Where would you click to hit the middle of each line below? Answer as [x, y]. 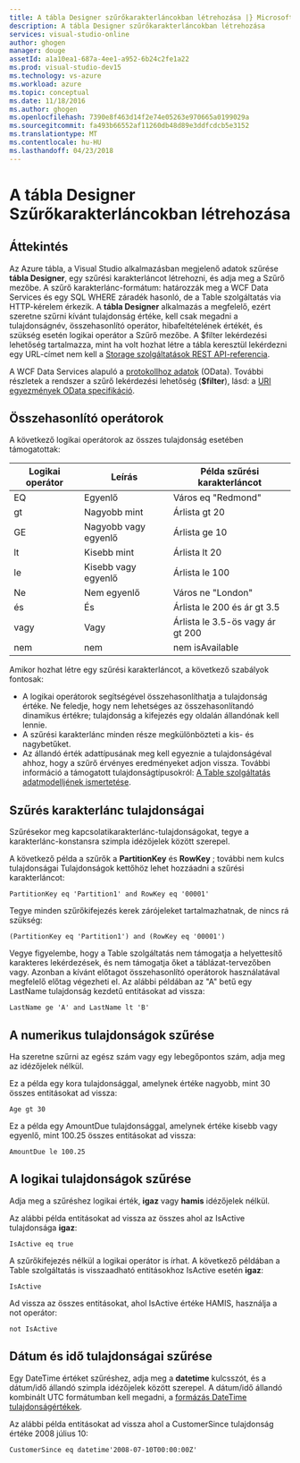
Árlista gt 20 [199, 513]
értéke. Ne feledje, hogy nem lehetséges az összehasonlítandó [138, 706]
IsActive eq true [42, 1244]
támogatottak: [35, 449]
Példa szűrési [230, 472]
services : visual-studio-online [69, 34]
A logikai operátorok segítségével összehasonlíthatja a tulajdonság [145, 697]
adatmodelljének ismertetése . [76, 782]
